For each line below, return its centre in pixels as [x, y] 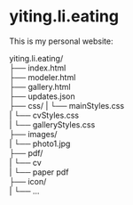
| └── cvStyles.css [44, 115]
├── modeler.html [43, 77]
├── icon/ [28, 181]
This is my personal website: [61, 41]
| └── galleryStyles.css [52, 124]
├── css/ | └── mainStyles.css [67, 105]
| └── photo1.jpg [40, 143]
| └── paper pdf [39, 172]
